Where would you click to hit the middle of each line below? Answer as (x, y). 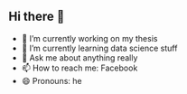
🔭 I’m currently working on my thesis (89, 38)
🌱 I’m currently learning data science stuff (99, 48)
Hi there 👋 (37, 17)
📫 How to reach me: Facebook (79, 68)
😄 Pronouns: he (51, 80)
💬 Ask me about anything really (79, 57)
